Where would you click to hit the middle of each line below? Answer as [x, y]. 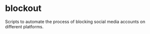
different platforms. [24, 26]
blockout [23, 8]
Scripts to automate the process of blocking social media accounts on [75, 22]
